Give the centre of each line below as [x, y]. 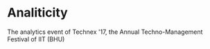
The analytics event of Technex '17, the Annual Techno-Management [105, 32]
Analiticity [37, 13]
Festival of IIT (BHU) [36, 39]
